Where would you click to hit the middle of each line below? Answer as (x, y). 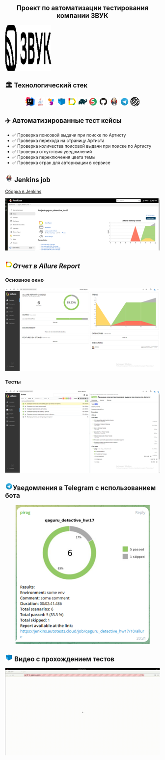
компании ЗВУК (82, 16)
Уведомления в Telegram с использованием (84, 488)
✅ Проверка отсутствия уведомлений (52, 151)
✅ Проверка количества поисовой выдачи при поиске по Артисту (82, 146)
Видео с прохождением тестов (64, 659)
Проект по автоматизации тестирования (82, 8)
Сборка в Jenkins (23, 191)
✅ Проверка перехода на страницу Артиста (58, 140)
